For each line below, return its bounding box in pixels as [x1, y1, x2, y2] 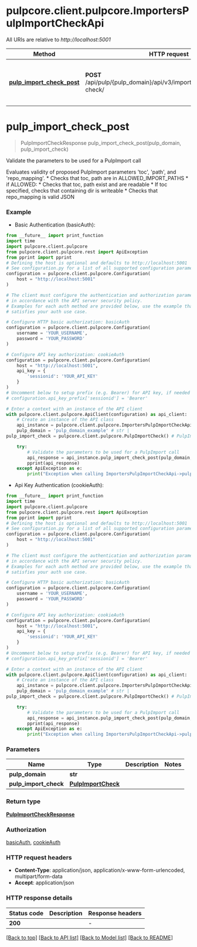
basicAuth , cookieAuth [6, 839, 61, 846]
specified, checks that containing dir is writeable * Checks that [6, 187, 158, 194]
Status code [9, 909, 44, 917]
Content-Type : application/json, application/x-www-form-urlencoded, [14, 867, 185, 874]
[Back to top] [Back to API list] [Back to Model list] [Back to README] [6, 934, 173, 941]
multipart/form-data [14, 873, 63, 880]
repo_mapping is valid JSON [6, 193, 75, 200]
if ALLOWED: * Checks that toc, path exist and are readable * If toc [6, 181, 168, 188]
